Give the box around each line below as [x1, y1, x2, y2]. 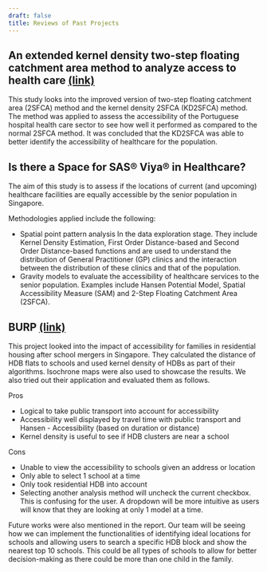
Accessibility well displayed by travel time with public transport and [19, 414, 241, 424]
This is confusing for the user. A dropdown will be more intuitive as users [19, 496, 260, 506]
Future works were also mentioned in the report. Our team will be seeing [8, 520, 245, 530]
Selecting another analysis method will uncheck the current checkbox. [19, 487, 251, 497]
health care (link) [8, 73, 95, 87]
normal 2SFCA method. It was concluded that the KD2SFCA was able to [8, 128, 245, 138]
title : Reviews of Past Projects [8, 19, 120, 27]
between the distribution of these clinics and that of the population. [19, 263, 241, 273]
